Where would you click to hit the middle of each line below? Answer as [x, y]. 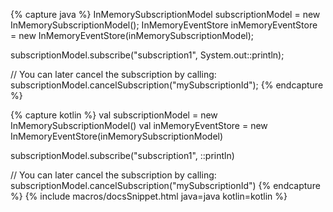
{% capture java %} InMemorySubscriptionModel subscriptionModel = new [165, 14]
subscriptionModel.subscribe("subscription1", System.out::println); [147, 55]
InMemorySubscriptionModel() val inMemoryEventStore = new [139, 125]
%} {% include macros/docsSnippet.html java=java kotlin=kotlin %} [149, 196]
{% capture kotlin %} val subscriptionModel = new [114, 115]
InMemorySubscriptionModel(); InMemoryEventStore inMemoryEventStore [164, 25]
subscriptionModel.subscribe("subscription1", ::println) [122, 155]
